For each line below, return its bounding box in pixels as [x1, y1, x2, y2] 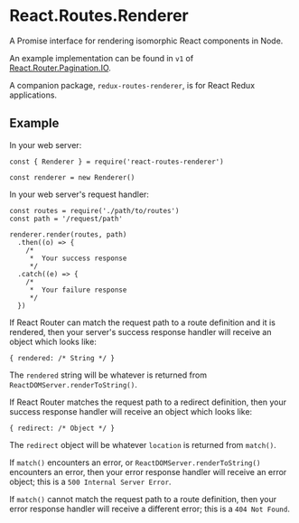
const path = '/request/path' [9, 214, 124, 223]
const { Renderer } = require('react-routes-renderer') [9, 157, 224, 166]
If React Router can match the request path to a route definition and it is [9, 317, 276, 328]
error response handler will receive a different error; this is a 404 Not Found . [9, 503, 291, 514]
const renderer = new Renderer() [9, 173, 135, 182]
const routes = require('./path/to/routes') [9, 206, 180, 215]
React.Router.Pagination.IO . [9, 62, 111, 73]
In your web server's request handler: [9, 189, 149, 200]
